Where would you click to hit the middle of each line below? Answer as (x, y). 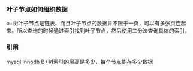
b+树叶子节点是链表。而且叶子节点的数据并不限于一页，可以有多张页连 (94, 23)
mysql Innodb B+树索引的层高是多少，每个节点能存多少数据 (80, 62)
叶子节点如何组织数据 (37, 9)
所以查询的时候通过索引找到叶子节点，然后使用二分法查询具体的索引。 (103, 31)
